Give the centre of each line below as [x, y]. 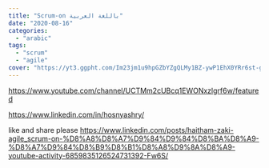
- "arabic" [34, 38]
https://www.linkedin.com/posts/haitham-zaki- [157, 130]
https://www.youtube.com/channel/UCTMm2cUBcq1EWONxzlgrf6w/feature [134, 90]
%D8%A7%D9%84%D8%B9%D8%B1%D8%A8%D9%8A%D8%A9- [122, 147]
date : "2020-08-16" [41, 23]
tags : [17, 46]
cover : [19, 68]
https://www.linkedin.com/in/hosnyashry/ [76, 114]
